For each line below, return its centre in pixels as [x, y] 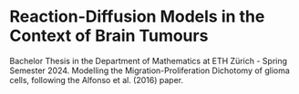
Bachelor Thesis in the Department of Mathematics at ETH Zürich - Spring [149, 61]
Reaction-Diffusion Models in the [137, 17]
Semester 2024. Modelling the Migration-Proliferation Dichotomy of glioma [149, 70]
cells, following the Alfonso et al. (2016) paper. [97, 80]
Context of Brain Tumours [109, 36]
